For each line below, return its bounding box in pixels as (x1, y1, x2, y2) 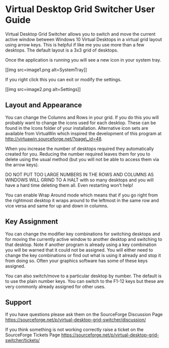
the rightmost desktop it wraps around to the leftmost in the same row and (5, 197, 159, 203)
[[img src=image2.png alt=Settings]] (5, 86, 81, 92)
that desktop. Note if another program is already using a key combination (5, 241, 157, 247)
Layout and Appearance (5, 101, 82, 110)
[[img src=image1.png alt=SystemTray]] (5, 67, 87, 73)
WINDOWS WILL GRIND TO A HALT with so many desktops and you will (5, 177, 154, 183)
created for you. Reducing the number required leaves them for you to (5, 151, 150, 157)
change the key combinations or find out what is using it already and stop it (5, 252, 161, 258)
